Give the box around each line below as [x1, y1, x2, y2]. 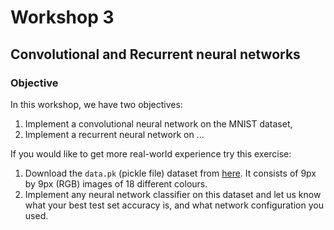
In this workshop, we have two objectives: [10, 98, 183, 110]
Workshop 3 [10, 6, 115, 29]
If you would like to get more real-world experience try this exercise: [10, 147, 292, 160]
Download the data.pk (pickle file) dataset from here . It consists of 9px [24, 167, 317, 179]
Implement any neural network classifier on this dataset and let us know [24, 188, 322, 200]
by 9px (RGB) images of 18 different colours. [24, 177, 208, 190]
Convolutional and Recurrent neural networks [10, 46, 301, 63]
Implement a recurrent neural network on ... [24, 128, 205, 140]
